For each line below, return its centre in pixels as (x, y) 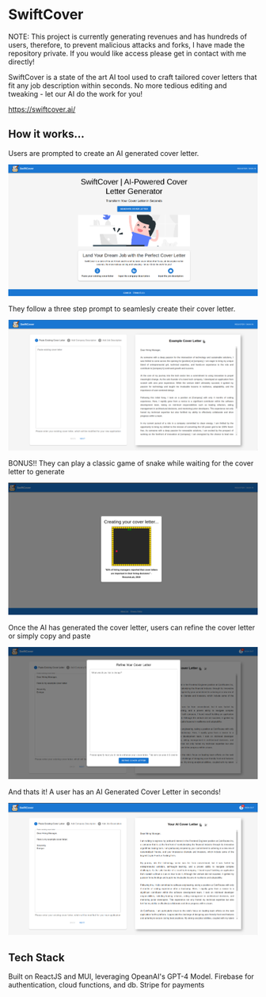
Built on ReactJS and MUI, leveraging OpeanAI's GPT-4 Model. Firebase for (131, 976)
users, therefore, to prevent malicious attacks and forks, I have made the (127, 44)
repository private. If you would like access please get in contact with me (127, 53)
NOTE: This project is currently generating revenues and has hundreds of (128, 36)
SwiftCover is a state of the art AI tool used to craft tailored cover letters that (133, 77)
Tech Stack (36, 957)
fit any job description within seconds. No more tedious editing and (118, 86)
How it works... (46, 134)
